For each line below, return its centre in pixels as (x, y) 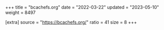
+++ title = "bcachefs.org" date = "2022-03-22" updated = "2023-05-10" (82, 7)
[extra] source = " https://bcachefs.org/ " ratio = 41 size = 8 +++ (71, 22)
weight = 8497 (20, 12)
